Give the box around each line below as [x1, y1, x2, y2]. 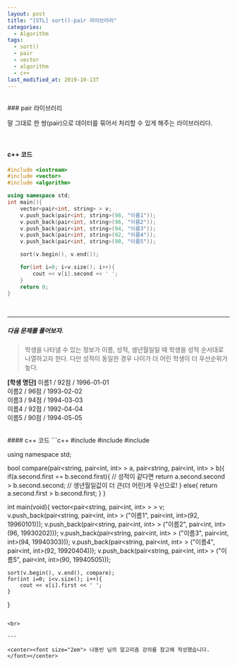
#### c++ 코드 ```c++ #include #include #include [7, 436, 150, 445]
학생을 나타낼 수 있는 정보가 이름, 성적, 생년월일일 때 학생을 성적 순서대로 [24, 346, 224, 354]
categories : [7, 23, 42, 30]
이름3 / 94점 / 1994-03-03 [7, 396, 83, 404]
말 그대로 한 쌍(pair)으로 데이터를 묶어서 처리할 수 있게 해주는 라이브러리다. [7, 119, 213, 127]
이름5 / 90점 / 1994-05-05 [7, 414, 83, 422]
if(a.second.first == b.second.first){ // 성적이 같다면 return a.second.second [7, 472, 226, 481]
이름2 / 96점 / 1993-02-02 [7, 387, 83, 396]
